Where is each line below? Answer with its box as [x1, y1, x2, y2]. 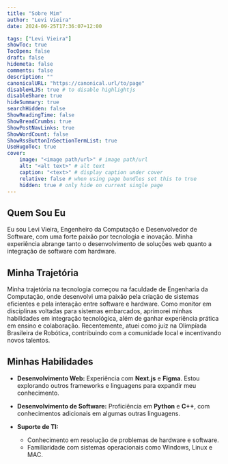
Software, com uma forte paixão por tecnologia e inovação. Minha [7, 232, 193, 241]
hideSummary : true [7, 99, 59, 106]
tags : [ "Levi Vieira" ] [7, 35, 72, 42]
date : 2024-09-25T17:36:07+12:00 [7, 23, 102, 29]
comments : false [7, 66, 53, 74]
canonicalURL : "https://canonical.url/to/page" [7, 80, 145, 86]
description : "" [7, 73, 53, 80]
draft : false [7, 54, 44, 62]
